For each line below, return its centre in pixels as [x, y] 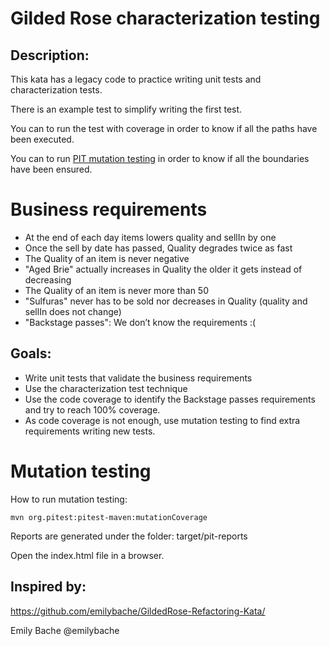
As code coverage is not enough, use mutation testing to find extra [162, 420]
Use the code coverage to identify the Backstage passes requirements [170, 399]
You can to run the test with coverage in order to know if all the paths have [164, 128]
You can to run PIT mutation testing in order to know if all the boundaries [160, 158]
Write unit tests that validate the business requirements [138, 378]
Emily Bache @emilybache [65, 630]
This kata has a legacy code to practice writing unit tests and [136, 79]
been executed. [42, 139]
